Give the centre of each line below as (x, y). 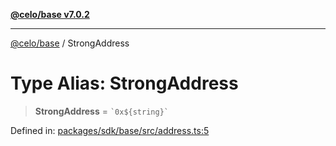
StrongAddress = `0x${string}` (101, 111)
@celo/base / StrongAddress (70, 43)
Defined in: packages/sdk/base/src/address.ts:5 (110, 130)
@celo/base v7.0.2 (50, 14)
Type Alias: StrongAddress (124, 83)
